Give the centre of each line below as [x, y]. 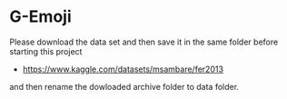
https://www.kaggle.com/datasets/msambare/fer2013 [123, 69]
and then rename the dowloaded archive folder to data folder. [124, 86]
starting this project [46, 51]
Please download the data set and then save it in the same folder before [144, 42]
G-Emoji [41, 17]
